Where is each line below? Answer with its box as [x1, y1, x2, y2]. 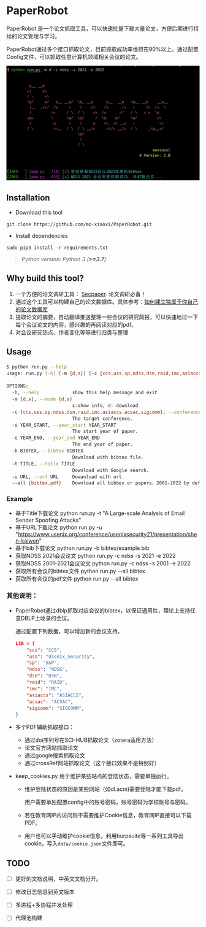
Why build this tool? [6, 273, 84, 284]
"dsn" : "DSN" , [26, 673, 63, 679]
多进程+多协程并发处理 [15, 901, 74, 909]
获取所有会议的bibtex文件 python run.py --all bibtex [15, 567, 145, 574]
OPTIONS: [6, 383, 29, 389]
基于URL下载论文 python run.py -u [15, 524, 102, 531]
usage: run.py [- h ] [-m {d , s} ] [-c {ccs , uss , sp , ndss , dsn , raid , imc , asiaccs [6, 370, 202, 376]
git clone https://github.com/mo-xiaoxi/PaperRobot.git [6, 221, 152, 227]
